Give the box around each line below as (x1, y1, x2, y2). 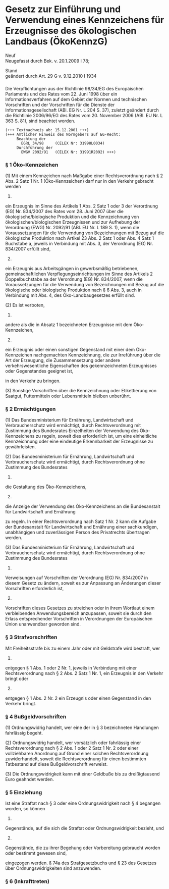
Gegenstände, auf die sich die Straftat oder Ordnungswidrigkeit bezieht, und (5, 825, 164, 831)
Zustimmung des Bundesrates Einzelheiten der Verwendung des (5, 428, 139, 434)
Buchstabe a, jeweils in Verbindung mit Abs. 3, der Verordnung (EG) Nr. (5, 241, 153, 247)
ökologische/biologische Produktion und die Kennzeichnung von (5, 214, 139, 220)
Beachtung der (16, 136, 46, 141)
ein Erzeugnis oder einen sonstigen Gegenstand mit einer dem (5, 347, 135, 353)
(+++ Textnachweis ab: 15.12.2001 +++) (5, 127, 89, 132)
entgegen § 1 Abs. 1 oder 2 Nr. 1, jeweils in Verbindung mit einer (5, 665, 137, 671)
